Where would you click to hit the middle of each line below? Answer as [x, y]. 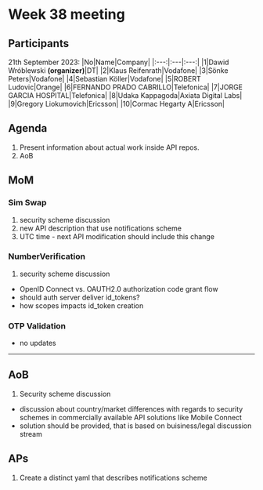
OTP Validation [37, 325]
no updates [38, 343]
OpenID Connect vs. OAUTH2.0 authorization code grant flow [119, 289]
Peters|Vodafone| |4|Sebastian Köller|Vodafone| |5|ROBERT [104, 79]
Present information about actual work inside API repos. [109, 147]
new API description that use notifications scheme [101, 228]
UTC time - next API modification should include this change [117, 236]
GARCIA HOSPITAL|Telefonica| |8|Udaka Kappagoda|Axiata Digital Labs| [125, 95]
